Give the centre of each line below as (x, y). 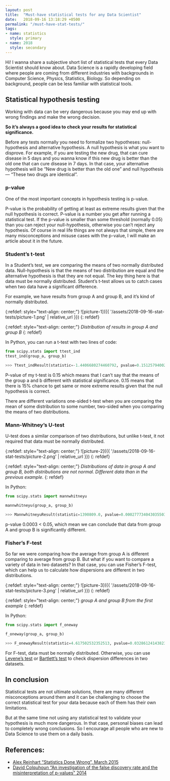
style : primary (26, 39)
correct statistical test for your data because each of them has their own (80, 702)
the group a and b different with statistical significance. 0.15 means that (79, 380)
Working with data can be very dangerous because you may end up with (81, 112)
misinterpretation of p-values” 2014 (50, 773)
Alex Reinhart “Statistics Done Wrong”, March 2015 (66, 762)
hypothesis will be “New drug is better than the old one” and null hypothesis (84, 169)
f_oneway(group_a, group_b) (35, 634)
